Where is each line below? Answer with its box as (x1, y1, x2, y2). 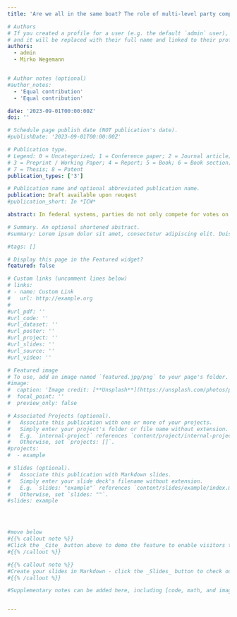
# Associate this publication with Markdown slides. (7, 471, 172, 478)
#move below (7, 529, 42, 536)
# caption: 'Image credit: (7, 387, 90, 394)
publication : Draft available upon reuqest (7, 192, 138, 199)
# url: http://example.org (7, 295, 93, 302)
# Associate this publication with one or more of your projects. (7, 418, 213, 426)
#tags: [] (7, 243, 37, 250)
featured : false (7, 262, 55, 269)
